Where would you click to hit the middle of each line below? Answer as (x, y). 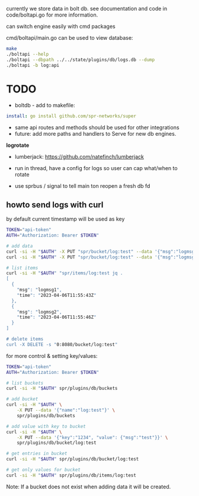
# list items (22, 268)
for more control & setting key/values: (52, 356)
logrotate (18, 145)
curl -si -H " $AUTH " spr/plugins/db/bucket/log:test (73, 459)
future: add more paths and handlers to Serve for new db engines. (95, 134)
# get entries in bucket (37, 454)
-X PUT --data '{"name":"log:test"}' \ (66, 410)
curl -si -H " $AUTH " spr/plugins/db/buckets (62, 388)
